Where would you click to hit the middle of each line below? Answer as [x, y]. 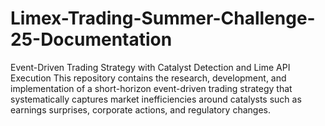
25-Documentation [91, 39]
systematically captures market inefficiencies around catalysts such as [156, 99]
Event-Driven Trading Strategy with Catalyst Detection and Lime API [150, 67]
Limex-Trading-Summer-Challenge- [163, 18]
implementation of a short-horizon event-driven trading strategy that [151, 88]
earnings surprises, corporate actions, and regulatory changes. [140, 109]
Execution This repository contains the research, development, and [148, 78]
